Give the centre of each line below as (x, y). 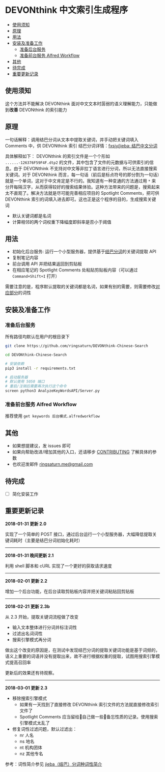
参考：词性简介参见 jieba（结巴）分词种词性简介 (54, 764)
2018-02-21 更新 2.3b (27, 606)
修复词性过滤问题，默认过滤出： (44, 729)
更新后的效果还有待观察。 (31, 673)
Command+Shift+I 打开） (36, 276)
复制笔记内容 (25, 258)
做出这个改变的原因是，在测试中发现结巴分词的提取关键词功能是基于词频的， (82, 650)
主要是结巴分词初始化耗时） (54, 540)
